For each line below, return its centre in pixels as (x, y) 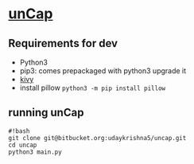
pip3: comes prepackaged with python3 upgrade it (103, 71)
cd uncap (23, 145)
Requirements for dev (63, 43)
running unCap (46, 113)
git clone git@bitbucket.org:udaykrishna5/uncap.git (97, 138)
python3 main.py (35, 152)
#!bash (19, 131)
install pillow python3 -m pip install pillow (92, 88)
